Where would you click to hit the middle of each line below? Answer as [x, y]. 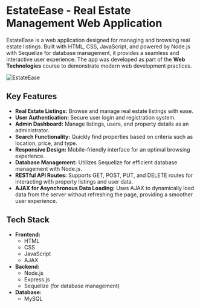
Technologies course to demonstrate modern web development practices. [99, 66]
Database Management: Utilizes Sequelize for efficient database [96, 162]
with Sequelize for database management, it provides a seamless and [93, 53]
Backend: [27, 266]
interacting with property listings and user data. [74, 181]
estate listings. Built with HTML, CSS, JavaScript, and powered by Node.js [98, 47]
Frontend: [27, 234]
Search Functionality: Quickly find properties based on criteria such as [104, 136]
